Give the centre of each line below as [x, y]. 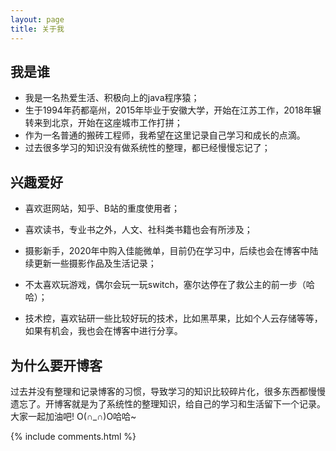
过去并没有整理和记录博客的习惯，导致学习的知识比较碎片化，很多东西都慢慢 [168, 391]
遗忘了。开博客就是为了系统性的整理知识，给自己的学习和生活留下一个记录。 [168, 403]
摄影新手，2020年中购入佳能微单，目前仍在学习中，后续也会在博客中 [167, 251]
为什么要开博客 [56, 365]
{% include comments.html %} [73, 436]
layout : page [37, 19]
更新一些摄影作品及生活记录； [95, 263]
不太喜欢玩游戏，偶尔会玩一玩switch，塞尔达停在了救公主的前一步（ [165, 285]
